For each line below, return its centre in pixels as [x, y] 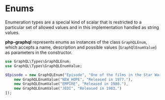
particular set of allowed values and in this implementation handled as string [82, 27]
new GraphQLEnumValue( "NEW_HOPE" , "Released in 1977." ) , [73, 79]
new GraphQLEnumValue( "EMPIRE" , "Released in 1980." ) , [71, 84]
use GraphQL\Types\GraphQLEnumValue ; [44, 66]
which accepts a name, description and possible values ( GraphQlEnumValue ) [81, 47]
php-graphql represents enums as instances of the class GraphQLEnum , [76, 42]
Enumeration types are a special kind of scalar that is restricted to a [73, 22]
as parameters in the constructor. [39, 52]
